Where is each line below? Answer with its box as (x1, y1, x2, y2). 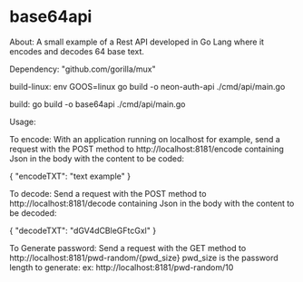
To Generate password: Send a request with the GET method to (9, 242, 247, 253)
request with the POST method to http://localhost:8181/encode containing (9, 143, 284, 154)
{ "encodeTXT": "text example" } (9, 170, 132, 181)
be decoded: (9, 207, 57, 219)
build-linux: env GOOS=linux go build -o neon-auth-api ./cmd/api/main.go (9, 81, 286, 92)
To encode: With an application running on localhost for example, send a (9, 133, 281, 144)
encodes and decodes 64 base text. (9, 45, 145, 56)
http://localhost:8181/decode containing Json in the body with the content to (9, 198, 295, 209)
